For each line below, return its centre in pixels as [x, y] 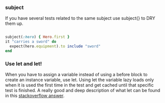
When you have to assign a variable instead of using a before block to [76, 75]
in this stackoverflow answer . [35, 96]
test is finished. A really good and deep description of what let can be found [83, 91]
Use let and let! [24, 64]
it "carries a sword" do [31, 42]
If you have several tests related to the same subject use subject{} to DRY [80, 18]
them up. [14, 23]
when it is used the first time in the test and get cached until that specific [80, 85]
